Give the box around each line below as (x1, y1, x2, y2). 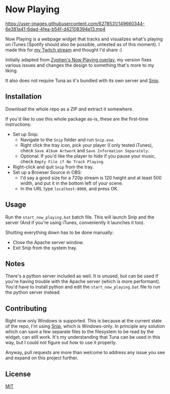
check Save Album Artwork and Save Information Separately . (20, 147, 150, 154)
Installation (5, 92, 42, 101)
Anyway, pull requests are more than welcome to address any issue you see (5, 349, 165, 356)
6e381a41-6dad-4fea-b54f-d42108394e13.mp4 (5, 26, 106, 32)
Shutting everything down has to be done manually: (5, 229, 114, 235)
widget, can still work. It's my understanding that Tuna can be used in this (5, 334, 161, 340)
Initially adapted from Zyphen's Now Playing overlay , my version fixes (5, 56, 152, 62)
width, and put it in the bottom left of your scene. (20, 180, 124, 186)
